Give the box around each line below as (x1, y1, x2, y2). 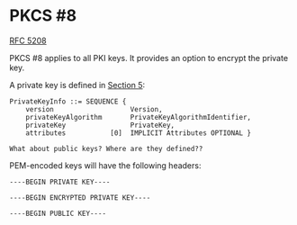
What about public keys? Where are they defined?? (9, 144, 203, 153)
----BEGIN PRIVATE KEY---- (9, 177, 111, 186)
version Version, (25, 104, 164, 113)
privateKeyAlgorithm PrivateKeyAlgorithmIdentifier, (25, 112, 252, 121)
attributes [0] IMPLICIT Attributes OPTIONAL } (25, 128, 252, 138)
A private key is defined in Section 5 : (9, 79, 146, 90)
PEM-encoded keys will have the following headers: (9, 159, 202, 171)
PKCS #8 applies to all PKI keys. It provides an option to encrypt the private (9, 52, 289, 63)
